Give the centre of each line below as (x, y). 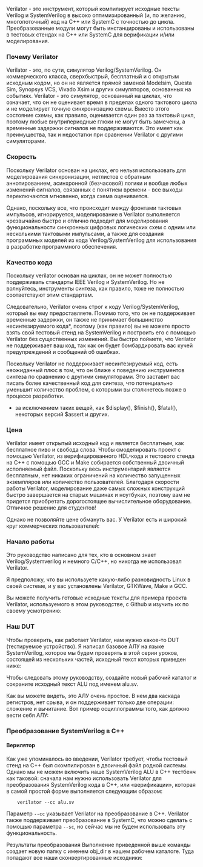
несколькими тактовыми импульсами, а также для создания (85, 233)
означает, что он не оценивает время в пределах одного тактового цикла (102, 102)
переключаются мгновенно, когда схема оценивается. (78, 196)
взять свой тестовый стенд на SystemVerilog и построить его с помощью (101, 332)
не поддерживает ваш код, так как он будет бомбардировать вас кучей (100, 345)
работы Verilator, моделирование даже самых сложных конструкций (96, 488)
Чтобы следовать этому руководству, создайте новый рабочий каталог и (101, 677)
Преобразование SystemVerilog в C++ (65, 731)
